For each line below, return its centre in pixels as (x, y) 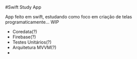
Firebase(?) (24, 37)
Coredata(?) (25, 31)
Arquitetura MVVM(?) (34, 47)
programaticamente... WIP (32, 22)
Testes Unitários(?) (32, 42)
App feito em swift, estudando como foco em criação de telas (69, 17)
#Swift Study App (23, 7)
